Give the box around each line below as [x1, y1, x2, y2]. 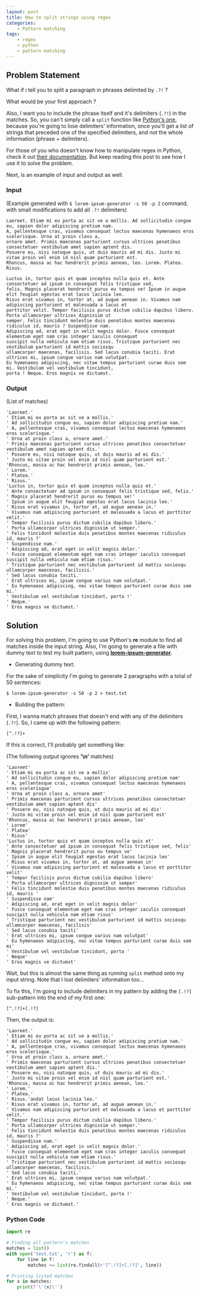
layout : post [6, 8, 39, 15]
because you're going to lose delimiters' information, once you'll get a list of [6, 122, 194, 129]
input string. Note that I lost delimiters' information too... [6, 976, 144, 983]
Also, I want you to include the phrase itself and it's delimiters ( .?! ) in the [6, 109, 187, 117]
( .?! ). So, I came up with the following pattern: [6, 719, 121, 726]
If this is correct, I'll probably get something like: [6, 741, 125, 748]
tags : [6, 31, 20, 37]
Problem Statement [6, 70, 80, 81]
